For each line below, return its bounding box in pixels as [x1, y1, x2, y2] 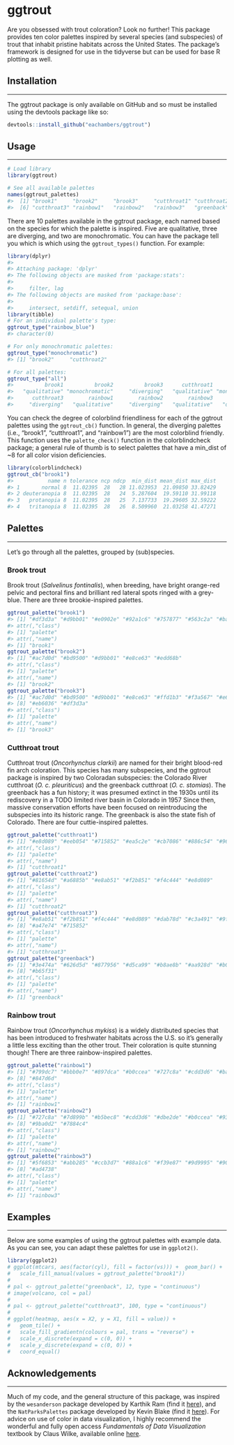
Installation [7, 75, 57, 87]
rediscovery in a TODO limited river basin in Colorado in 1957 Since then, [7, 795, 216, 805]
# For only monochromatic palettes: [7, 343, 114, 351]
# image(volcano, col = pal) [7, 1289, 92, 1297]
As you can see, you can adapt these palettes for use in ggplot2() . [7, 1244, 198, 1252]
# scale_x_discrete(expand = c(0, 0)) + [7, 1335, 132, 1342]
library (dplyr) [7, 252, 52, 260]
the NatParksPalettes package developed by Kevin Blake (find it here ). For [7, 1407, 220, 1416]
